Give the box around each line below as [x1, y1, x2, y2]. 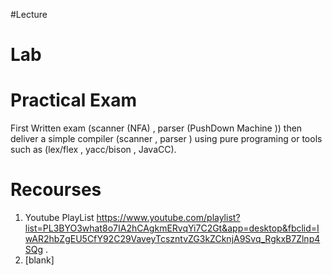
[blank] [24, 254, 55, 266]
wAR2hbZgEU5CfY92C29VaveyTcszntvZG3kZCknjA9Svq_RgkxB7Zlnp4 [24, 233, 321, 245]
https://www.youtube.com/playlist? [96, 212, 241, 224]
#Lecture [10, 9, 48, 20]
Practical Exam [10, 89, 137, 112]
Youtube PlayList [24, 212, 95, 224]
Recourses [10, 179, 102, 201]
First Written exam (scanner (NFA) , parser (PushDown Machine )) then [10, 122, 303, 134]
